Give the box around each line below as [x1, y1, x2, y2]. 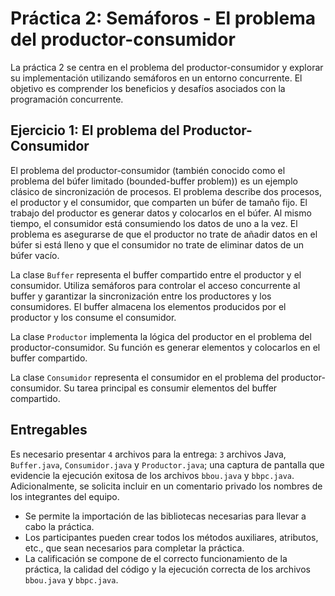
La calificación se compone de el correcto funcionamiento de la [24, 552, 288, 564]
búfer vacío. [10, 249, 60, 261]
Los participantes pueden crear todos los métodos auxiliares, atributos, [24, 531, 319, 543]
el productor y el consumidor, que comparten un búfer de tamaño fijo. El [10, 196, 308, 208]
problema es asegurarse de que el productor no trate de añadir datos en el [10, 228, 318, 240]
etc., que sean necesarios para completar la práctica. [24, 542, 245, 554]
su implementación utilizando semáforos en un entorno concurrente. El [10, 72, 303, 84]
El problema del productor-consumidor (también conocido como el [10, 164, 286, 176]
